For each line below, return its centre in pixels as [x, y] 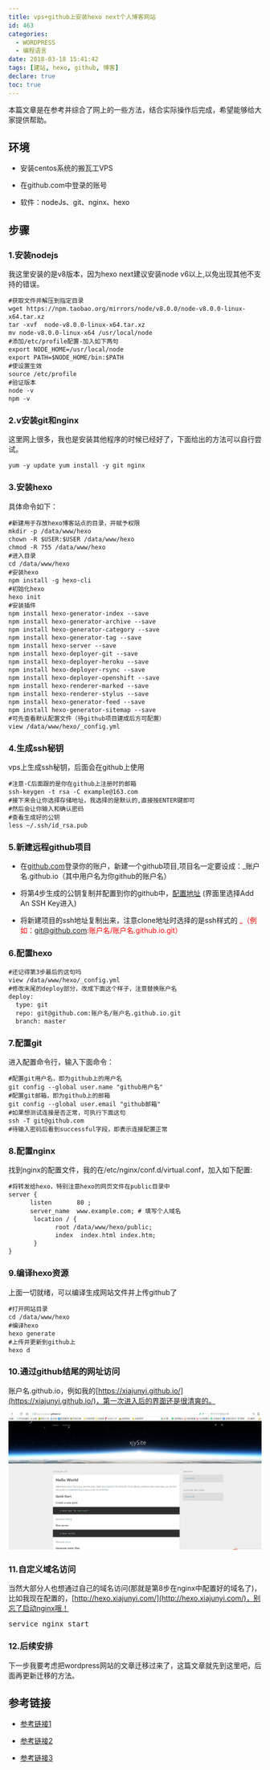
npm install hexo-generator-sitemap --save [82, 710]
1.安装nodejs [33, 255]
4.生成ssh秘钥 [36, 748]
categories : [28, 34]
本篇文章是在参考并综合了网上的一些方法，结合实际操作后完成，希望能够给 [131, 109]
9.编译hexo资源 [39, 1273]
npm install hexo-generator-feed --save [77, 702]
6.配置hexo [31, 954]
